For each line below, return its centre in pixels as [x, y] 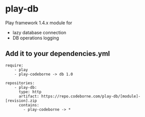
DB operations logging [36, 38]
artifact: [29, 96]
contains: [29, 105]
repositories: [20, 83]
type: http [30, 92]
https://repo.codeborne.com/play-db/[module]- [91, 96]
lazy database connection [39, 32]
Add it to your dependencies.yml [58, 54]
